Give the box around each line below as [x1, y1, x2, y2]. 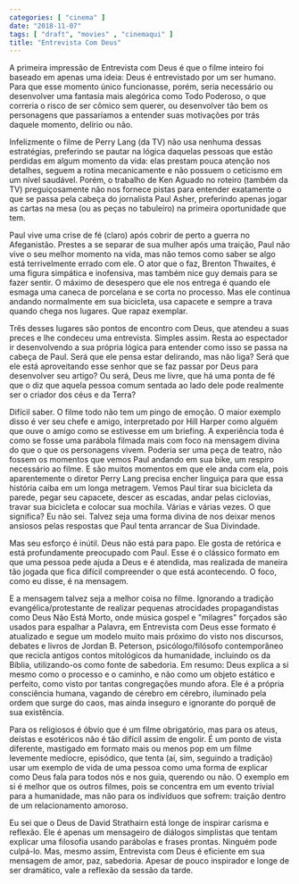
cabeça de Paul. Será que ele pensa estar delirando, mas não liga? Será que [9, 352, 290, 363]
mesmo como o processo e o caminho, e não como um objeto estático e [9, 669, 275, 680]
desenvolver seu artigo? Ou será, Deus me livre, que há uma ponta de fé [9, 371, 276, 381]
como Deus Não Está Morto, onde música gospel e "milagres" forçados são [9, 613, 287, 623]
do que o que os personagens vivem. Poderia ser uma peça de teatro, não [9, 445, 283, 455]
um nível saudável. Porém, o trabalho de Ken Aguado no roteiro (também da [9, 175, 288, 186]
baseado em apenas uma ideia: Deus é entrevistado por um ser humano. [9, 72, 277, 83]
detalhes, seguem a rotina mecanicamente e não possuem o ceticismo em [9, 165, 283, 176]
